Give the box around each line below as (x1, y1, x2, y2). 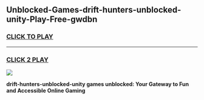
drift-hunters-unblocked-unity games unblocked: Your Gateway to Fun (6, 80, 189, 87)
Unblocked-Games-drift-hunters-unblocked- (6, 5, 182, 15)
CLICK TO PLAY (6, 33, 53, 41)
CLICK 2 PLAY (6, 55, 49, 64)
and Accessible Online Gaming (6, 87, 86, 94)
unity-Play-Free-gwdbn (6, 15, 98, 25)
